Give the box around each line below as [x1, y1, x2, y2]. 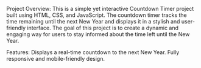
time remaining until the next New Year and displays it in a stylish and [6, 18, 180, 25]
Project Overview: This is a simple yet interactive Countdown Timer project [6, 5, 194, 12]
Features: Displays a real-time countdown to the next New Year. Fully [6, 49, 180, 56]
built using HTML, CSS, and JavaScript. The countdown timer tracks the [6, 11, 187, 19]
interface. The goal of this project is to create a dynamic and [27, 24, 178, 31]
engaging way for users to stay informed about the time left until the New [6, 31, 190, 38]
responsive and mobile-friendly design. [6, 55, 105, 62]
